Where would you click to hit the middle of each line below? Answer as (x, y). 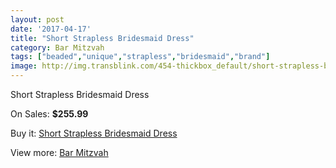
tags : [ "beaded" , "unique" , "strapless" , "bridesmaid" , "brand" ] (140, 57)
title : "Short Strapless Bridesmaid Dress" (102, 38)
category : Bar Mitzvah (57, 47)
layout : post (37, 19)
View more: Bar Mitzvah (59, 152)
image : (24, 66)
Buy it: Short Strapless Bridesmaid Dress (94, 133)
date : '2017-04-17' (51, 29)
